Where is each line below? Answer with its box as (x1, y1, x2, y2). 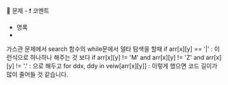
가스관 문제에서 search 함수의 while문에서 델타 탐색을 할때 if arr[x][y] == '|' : (6, 45, 213, 53)
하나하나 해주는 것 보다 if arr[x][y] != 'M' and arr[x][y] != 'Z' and (29, 54, 205, 61)
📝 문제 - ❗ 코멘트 (6, 7, 50, 14)
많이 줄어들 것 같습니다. (6, 71, 69, 78)
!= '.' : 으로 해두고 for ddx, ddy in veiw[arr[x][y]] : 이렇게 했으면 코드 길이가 (16, 62, 218, 70)
